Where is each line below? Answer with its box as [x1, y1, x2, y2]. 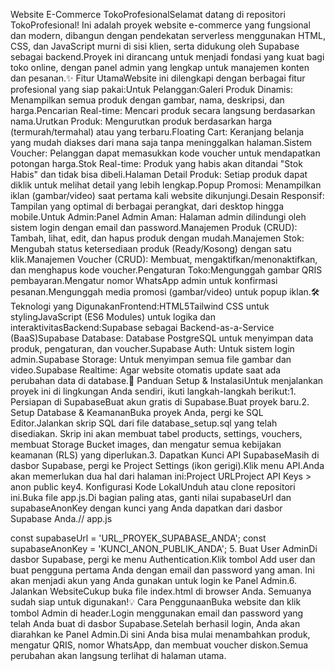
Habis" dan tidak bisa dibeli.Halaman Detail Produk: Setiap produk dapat [10, 169, 308, 180]
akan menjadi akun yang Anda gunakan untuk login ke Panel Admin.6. [10, 575, 298, 586]
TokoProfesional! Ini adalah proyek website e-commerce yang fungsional [10, 19, 311, 31]
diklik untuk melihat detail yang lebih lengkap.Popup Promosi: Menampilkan [10, 179, 322, 191]
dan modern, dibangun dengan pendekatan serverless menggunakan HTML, [10, 30, 326, 41]
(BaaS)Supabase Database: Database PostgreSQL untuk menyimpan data [10, 332, 314, 344]
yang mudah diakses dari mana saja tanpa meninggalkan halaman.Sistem [10, 137, 313, 148]
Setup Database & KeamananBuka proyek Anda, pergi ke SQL [10, 407, 264, 418]
